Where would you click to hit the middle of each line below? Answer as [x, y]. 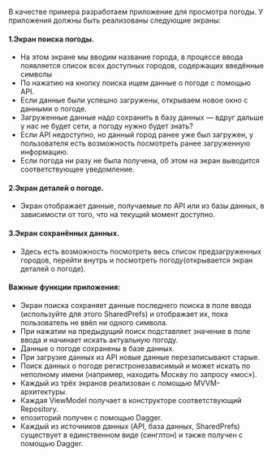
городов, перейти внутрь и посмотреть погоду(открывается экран [136, 260]
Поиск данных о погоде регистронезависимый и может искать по [135, 366]
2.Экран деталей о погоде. [56, 188]
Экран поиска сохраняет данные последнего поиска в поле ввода [136, 305]
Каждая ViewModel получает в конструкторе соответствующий [131, 400]
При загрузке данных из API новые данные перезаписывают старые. [140, 357]
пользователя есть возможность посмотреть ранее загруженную [135, 143]
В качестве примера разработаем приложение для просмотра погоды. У [136, 12]
